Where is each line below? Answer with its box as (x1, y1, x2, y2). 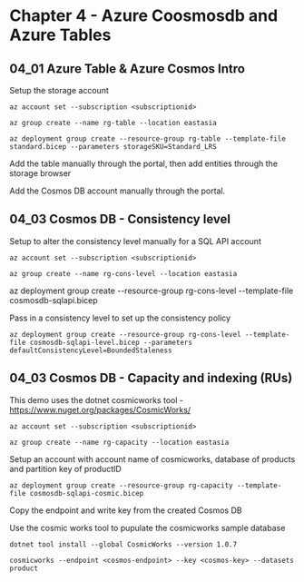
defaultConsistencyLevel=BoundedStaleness (9, 346, 172, 355)
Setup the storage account (9, 85, 109, 95)
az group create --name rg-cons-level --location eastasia (9, 269, 238, 278)
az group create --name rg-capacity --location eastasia (9, 438, 230, 447)
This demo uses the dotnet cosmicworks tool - (9, 394, 184, 405)
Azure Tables (9, 25, 112, 45)
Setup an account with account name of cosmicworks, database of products (9, 453, 296, 464)
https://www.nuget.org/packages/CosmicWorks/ (9, 404, 191, 415)
